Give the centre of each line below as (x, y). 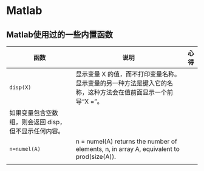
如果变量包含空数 (34, 113)
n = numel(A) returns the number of (126, 141)
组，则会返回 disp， (38, 122)
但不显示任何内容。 (37, 131)
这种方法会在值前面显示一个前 (130, 92)
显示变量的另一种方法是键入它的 (121, 83)
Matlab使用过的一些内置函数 (60, 34)
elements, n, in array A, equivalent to (128, 149)
